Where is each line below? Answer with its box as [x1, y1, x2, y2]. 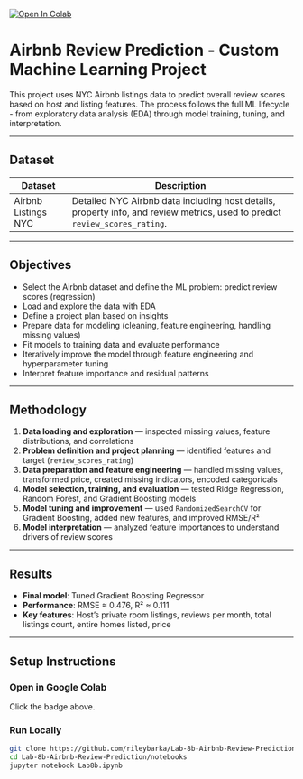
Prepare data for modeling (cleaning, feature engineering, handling [22, 320, 271, 330]
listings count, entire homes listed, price [22, 619, 171, 630]
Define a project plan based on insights [22, 310, 169, 320]
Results [9, 566, 53, 581]
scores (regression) [22, 291, 96, 301]
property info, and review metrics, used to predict [71, 206, 282, 218]
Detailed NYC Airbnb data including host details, [71, 194, 276, 207]
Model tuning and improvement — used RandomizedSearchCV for [22, 503, 262, 514]
